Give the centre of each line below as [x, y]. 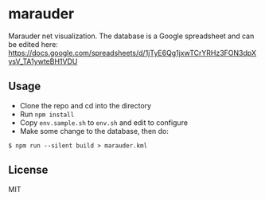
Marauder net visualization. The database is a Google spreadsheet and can [131, 36]
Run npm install [47, 114]
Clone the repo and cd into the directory [86, 105]
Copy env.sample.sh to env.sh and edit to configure [104, 122]
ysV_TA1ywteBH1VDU [43, 61]
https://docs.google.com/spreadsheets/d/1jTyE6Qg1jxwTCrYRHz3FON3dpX [132, 53]
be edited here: [33, 44]
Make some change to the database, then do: [94, 131]
